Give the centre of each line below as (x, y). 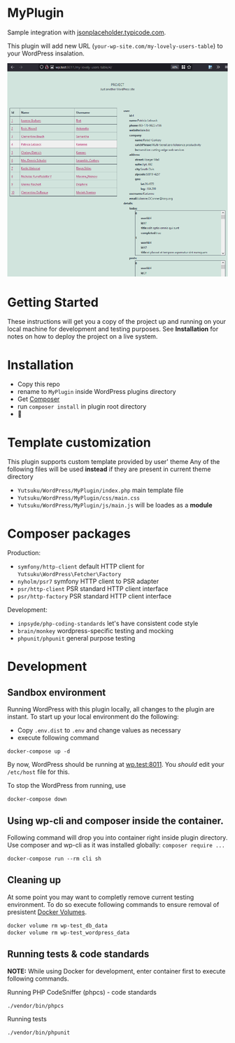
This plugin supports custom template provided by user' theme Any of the (114, 462)
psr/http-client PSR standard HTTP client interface (93, 589)
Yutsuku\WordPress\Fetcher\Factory (69, 575)
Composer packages (69, 533)
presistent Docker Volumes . (47, 912)
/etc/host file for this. (38, 772)
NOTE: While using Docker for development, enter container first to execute (116, 971)
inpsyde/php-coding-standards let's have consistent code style (108, 623)
